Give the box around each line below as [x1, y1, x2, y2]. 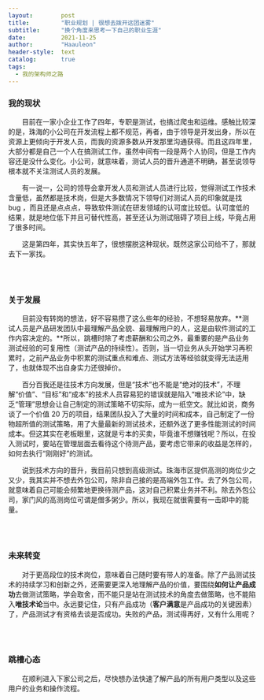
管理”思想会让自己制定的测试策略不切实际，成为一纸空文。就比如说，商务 [18, 400, 255, 409]
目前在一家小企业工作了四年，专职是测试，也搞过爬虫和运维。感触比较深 [22, 117, 256, 126]
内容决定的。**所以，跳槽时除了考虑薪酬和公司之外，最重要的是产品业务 [14, 333, 250, 343]
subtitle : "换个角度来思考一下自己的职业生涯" [8, 26, 162, 34]
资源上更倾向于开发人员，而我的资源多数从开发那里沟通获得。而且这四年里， [8, 136, 256, 146]
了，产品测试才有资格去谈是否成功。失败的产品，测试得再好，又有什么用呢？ [8, 609, 256, 619]
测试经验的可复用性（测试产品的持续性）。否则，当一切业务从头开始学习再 [8, 344, 246, 353]
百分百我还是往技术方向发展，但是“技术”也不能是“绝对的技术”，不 [22, 380, 234, 389]
